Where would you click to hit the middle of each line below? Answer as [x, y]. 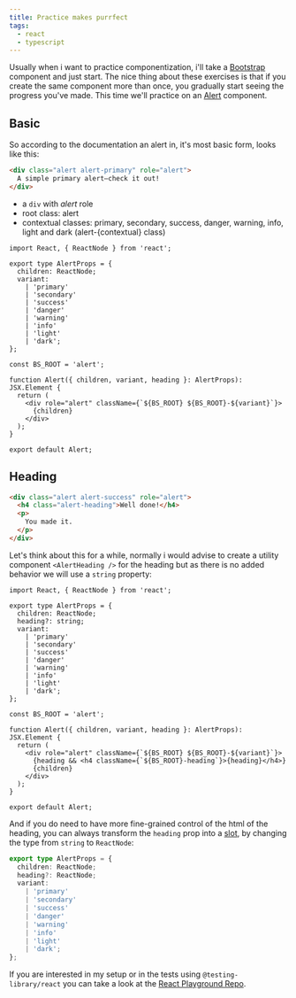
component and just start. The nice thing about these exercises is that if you [148, 77]
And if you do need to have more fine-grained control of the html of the [139, 824]
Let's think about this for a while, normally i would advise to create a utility [144, 555]
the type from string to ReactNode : [72, 842]
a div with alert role [57, 204]
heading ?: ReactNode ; [57, 875]
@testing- [220, 975]
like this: [24, 154]
